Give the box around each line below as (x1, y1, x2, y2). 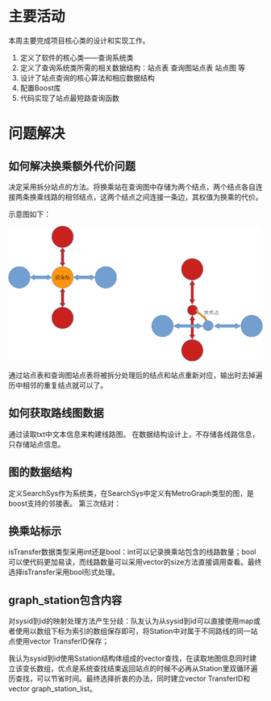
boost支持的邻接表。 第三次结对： (8, 498, 122, 508)
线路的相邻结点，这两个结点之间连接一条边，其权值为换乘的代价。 (43, 191, 263, 202)
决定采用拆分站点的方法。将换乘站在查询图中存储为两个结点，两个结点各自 (8, 182, 256, 191)
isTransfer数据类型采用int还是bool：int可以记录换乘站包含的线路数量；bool (8, 547, 256, 557)
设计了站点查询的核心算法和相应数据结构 (19, 73, 155, 82)
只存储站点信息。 (8, 439, 65, 449)
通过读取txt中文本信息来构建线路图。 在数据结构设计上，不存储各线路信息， (8, 429, 260, 439)
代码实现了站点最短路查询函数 (19, 93, 119, 103)
